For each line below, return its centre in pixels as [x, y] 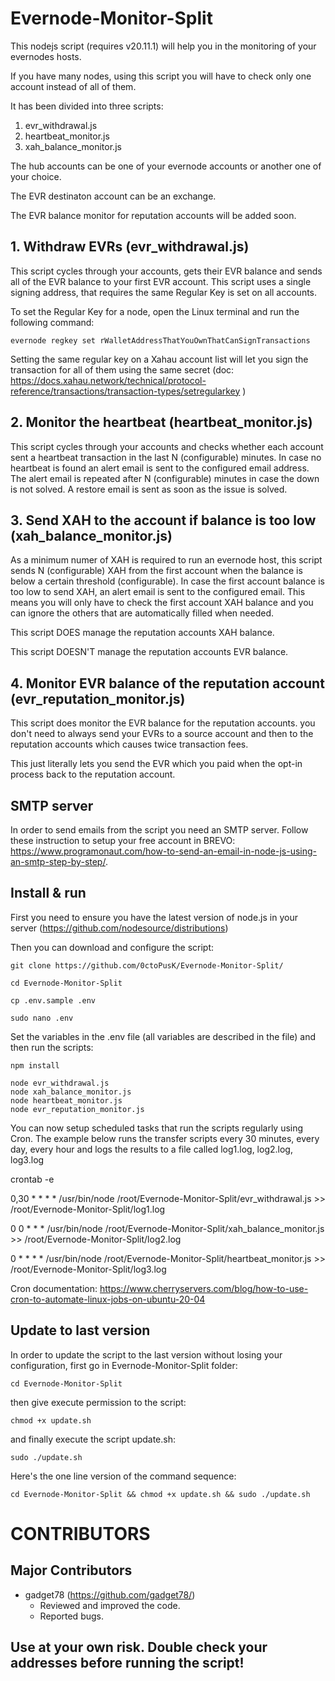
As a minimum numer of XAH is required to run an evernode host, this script [166, 560]
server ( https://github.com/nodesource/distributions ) [119, 928]
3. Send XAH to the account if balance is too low [163, 520]
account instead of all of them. [73, 86]
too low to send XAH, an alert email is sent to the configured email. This [158, 592]
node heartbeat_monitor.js [66, 1100]
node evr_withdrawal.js [60, 1083]
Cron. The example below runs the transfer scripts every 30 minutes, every [165, 1138]
